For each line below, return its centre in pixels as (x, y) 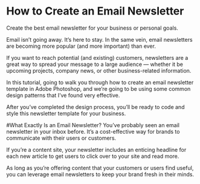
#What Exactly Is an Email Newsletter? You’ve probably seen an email (93, 125)
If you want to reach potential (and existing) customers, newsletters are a (97, 57)
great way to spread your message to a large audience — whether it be (95, 64)
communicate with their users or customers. (61, 138)
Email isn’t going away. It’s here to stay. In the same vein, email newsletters (99, 39)
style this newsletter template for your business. (66, 113)
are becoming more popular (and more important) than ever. (81, 46)
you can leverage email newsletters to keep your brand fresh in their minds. (100, 174)
